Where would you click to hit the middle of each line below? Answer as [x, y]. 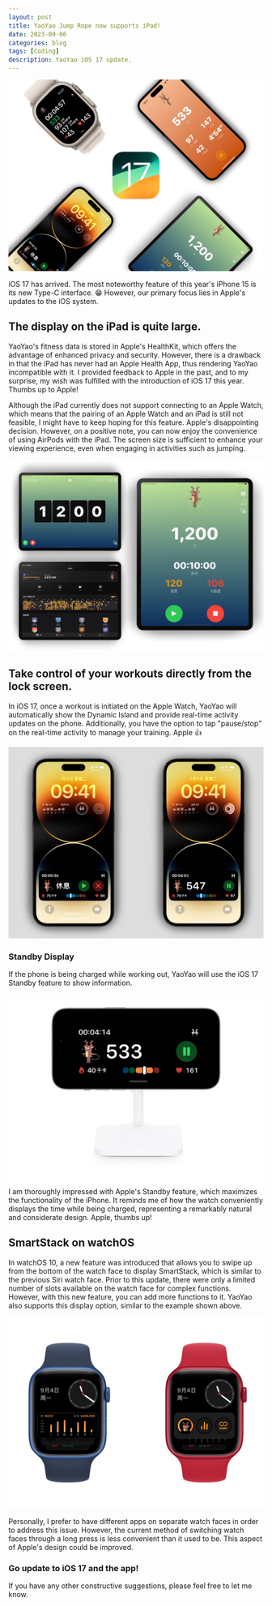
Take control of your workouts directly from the [130, 674]
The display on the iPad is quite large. [105, 327]
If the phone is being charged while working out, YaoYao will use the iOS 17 [134, 974]
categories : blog [38, 43]
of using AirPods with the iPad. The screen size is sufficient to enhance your [136, 439]
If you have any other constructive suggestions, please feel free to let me [130, 1586]
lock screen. [40, 686]
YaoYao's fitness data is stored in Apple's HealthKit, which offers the [123, 346]
